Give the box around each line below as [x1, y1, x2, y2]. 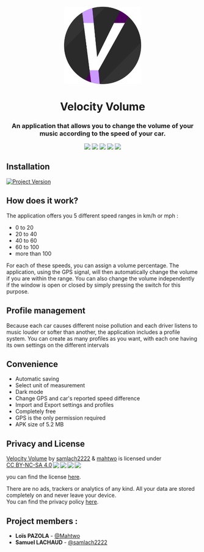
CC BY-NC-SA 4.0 [6, 461, 53, 469]
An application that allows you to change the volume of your [12, 121, 194, 130]
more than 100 [15, 249, 52, 257]
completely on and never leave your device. [6, 491, 117, 499]
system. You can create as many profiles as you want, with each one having [6, 335, 197, 342]
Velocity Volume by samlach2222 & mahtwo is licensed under [6, 455, 162, 463]
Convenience [6, 359, 59, 369]
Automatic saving [15, 375, 59, 383]
